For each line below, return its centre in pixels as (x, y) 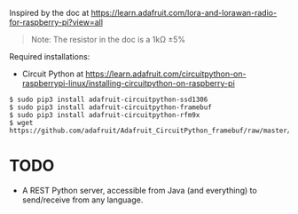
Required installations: (50, 56)
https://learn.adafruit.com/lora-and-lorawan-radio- (184, 13)
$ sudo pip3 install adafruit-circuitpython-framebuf (111, 107)
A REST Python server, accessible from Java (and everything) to (139, 190)
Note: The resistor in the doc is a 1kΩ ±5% (108, 40)
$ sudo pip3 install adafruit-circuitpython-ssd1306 (109, 99)
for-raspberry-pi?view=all (56, 22)
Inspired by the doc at (49, 13)
